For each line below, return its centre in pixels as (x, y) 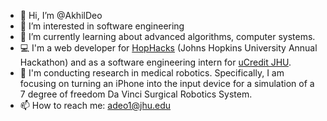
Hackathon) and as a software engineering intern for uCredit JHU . (155, 62)
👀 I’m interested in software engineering (102, 26)
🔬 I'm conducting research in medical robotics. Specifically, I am (152, 73)
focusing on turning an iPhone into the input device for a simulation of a (167, 83)
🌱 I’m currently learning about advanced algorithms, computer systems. (167, 36)
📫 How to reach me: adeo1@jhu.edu (95, 105)
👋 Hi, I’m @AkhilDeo (61, 15)
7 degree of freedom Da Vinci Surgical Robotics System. (136, 94)
